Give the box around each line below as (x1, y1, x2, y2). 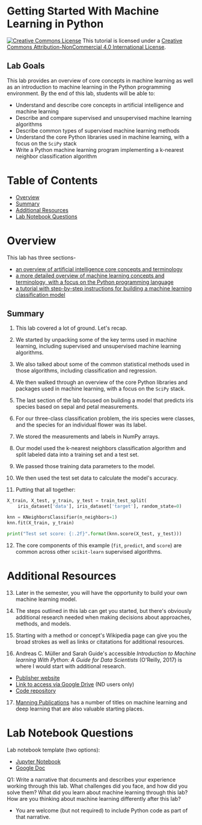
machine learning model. (15, 595, 78, 603)
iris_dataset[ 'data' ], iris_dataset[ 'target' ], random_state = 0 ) (17, 503, 182, 510)
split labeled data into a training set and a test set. (15, 451, 139, 459)
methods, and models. (15, 620, 72, 627)
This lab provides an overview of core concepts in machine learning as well (7, 77, 194, 84)
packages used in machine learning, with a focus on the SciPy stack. (15, 385, 186, 392)
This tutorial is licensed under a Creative (82, 37, 183, 44)
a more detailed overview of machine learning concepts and (15, 272, 165, 279)
